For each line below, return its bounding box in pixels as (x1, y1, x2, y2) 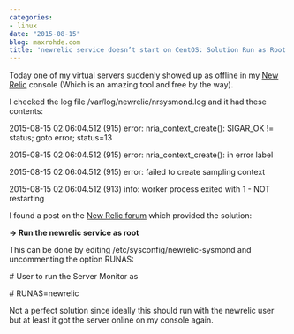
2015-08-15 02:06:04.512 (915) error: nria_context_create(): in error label (9, 149, 274, 160)
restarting (9, 194, 45, 204)
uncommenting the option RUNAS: (9, 254, 134, 265)
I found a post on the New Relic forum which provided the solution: (9, 210, 253, 221)
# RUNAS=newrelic (9, 288, 79, 299)
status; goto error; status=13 (9, 133, 113, 143)
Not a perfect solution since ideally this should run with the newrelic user (9, 306, 275, 316)
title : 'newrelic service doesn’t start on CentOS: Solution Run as (9, 46, 267, 55)
